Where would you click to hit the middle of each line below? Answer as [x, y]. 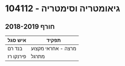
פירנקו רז [17, 56]
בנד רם [15, 48]
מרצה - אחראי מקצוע [54, 48]
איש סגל [17, 40]
